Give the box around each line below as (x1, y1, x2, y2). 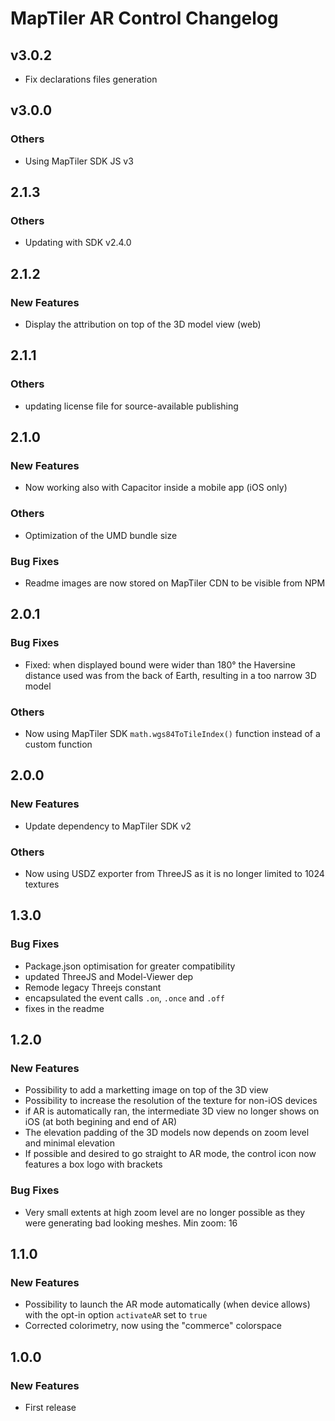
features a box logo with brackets (24, 1158, 163, 1171)
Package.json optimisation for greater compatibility (24, 960, 236, 972)
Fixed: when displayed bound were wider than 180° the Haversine (24, 658, 296, 671)
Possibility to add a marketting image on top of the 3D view (24, 1084, 269, 1096)
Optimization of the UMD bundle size (24, 529, 178, 541)
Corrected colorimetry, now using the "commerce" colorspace (24, 1320, 282, 1332)
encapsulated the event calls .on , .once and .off (24, 992, 225, 1004)
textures (24, 878, 60, 890)
